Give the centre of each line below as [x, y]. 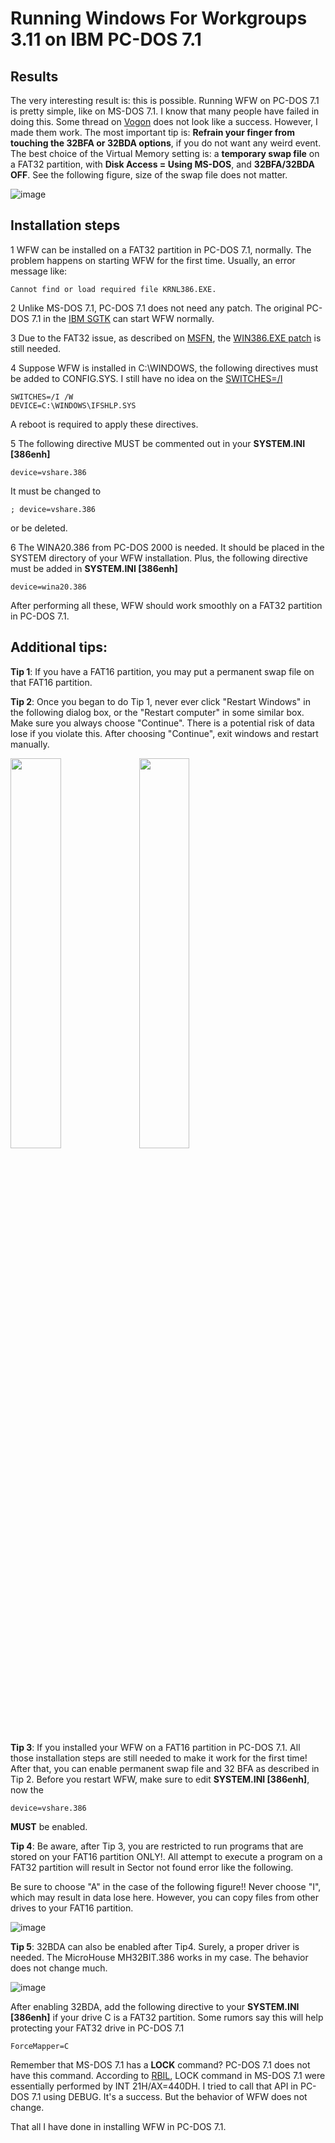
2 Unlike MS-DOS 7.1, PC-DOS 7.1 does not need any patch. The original [157, 308]
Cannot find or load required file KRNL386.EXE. [113, 289]
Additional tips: [59, 647]
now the [27, 1789]
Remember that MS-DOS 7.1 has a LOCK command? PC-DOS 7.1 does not [160, 2064]
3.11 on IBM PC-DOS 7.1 [106, 39]
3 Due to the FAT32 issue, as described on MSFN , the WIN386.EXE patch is [166, 338]
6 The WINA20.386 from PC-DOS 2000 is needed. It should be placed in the [167, 547]
